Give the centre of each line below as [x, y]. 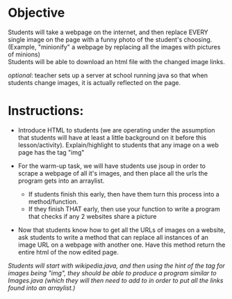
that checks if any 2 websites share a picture [92, 216]
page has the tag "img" [51, 152]
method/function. [53, 201]
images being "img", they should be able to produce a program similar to [113, 273]
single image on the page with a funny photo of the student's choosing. [110, 39]
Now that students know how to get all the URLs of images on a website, [122, 230]
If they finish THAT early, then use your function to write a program [124, 209]
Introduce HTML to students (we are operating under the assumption [116, 130]
